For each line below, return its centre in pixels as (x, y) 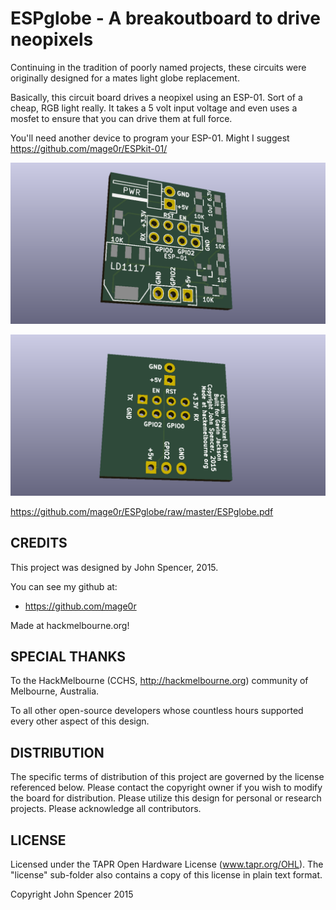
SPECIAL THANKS (68, 656)
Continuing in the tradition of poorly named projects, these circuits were (158, 67)
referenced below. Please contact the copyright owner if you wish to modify (166, 788)
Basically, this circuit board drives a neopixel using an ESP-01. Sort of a (156, 97)
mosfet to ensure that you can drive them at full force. (121, 118)
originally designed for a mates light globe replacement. (125, 78)
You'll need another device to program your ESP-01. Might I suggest (150, 138)
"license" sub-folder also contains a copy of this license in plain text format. (166, 875)
